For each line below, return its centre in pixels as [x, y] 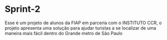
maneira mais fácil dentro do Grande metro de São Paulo [64, 33]
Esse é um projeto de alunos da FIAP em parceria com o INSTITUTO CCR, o [83, 23]
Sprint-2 [23, 9]
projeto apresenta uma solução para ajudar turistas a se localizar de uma [80, 28]
